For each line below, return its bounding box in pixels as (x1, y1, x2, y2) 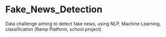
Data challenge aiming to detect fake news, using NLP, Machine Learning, (5, 21, 161, 27)
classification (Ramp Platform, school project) (5, 26, 101, 32)
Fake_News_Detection (5, 4, 102, 15)
